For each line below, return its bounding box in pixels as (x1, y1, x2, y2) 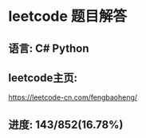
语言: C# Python (8, 41, 89, 55)
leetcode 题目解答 (8, 7, 128, 26)
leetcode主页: (8, 71, 78, 85)
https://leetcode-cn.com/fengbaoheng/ (8, 93, 138, 102)
